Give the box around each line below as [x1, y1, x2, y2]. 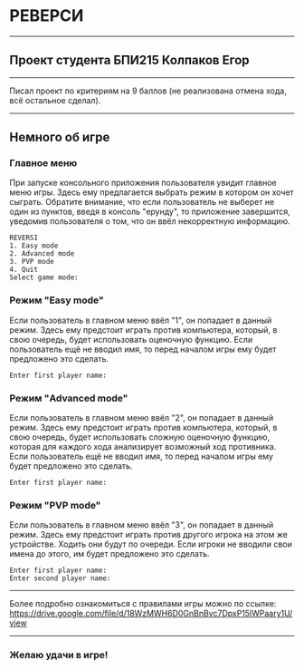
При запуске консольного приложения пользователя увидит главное [9, 178, 278, 189]
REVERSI [9, 233, 39, 243]
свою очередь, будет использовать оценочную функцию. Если [9, 334, 253, 345]
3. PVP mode [9, 257, 54, 267]
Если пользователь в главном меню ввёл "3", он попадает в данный [9, 519, 274, 530]
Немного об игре [9, 130, 110, 145]
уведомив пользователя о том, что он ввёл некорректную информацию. [9, 216, 290, 227]
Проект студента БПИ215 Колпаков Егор [9, 53, 251, 68]
